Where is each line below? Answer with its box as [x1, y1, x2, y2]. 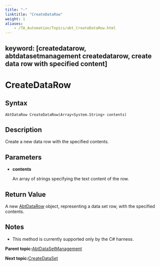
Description [5, 125, 42, 134]
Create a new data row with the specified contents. [5, 139, 109, 145]
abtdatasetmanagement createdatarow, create [5, 52, 152, 60]
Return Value [5, 190, 46, 199]
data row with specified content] [5, 59, 108, 68]
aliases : [5, 21, 23, 26]
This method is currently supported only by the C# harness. [12, 236, 134, 242]
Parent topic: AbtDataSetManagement [5, 246, 82, 252]
